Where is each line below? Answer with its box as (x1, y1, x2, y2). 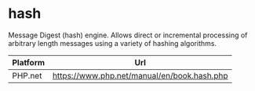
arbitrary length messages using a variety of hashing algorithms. (8, 38, 217, 47)
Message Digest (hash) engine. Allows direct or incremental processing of (8, 30, 248, 40)
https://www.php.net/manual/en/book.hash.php (52, 70, 228, 81)
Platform (12, 57, 46, 68)
